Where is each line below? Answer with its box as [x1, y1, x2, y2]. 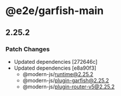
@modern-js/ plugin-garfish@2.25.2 [22, 77, 109, 84]
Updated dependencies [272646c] [13, 58, 98, 65]
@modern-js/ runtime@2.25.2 [22, 70, 94, 77]
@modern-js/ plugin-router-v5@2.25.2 [22, 83, 115, 90]
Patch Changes [5, 45, 50, 53]
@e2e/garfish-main [5, 4, 104, 18]
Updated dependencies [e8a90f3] [13, 64, 97, 71]
